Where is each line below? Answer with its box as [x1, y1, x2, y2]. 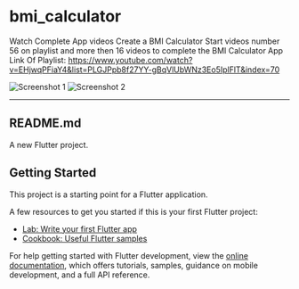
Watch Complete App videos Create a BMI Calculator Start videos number [9, 36, 280, 46]
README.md [9, 116, 82, 131]
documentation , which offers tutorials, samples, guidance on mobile [9, 260, 258, 270]
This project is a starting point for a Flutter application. [9, 189, 208, 200]
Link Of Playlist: [9, 54, 67, 65]
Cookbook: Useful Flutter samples [21, 233, 148, 244]
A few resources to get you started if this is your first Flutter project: [9, 206, 258, 217]
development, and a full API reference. [9, 269, 150, 280]
